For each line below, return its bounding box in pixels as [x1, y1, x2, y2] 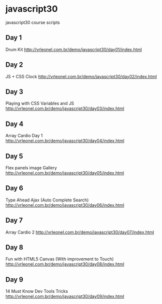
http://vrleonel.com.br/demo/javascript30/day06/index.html [5, 202, 125, 208]
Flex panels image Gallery [5, 165, 57, 171]
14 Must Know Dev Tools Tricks [5, 288, 68, 294]
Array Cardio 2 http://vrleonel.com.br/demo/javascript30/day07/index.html [5, 229, 154, 235]
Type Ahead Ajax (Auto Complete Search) [5, 197, 89, 203]
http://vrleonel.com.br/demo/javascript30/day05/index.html [5, 170, 124, 176]
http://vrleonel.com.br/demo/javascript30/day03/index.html [5, 106, 125, 111]
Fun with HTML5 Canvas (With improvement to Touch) [5, 256, 114, 262]
